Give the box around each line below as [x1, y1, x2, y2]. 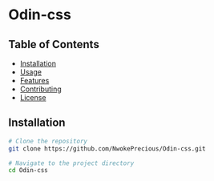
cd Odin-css [8, 167, 48, 175]
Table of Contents [8, 38, 100, 51]
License [19, 93, 46, 102]
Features [19, 76, 50, 85]
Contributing [19, 84, 62, 94]
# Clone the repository [8, 137, 88, 145]
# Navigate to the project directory [8, 159, 135, 167]
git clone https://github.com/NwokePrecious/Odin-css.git [8, 144, 206, 153]
